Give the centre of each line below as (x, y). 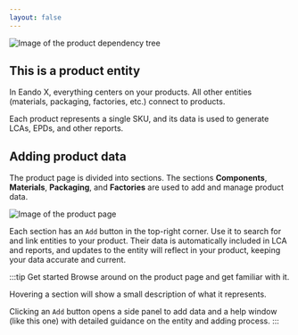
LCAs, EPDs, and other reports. (66, 128)
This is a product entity (75, 71)
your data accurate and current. (68, 260)
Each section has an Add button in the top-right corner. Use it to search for (145, 232)
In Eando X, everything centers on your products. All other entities (131, 92)
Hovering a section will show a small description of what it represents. (138, 294)
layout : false (36, 17)
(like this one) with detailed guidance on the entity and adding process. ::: (144, 321)
